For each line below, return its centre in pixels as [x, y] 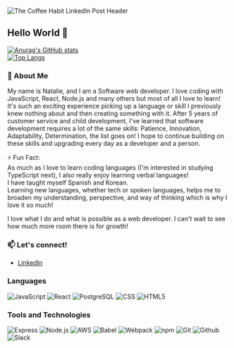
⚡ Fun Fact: [24, 158]
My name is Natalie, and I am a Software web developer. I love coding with [115, 91]
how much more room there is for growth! [68, 226]
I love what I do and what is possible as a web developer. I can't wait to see [116, 219]
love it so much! [30, 205]
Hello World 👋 [38, 33]
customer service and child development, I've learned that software [106, 121]
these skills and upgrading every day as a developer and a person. [104, 144]
